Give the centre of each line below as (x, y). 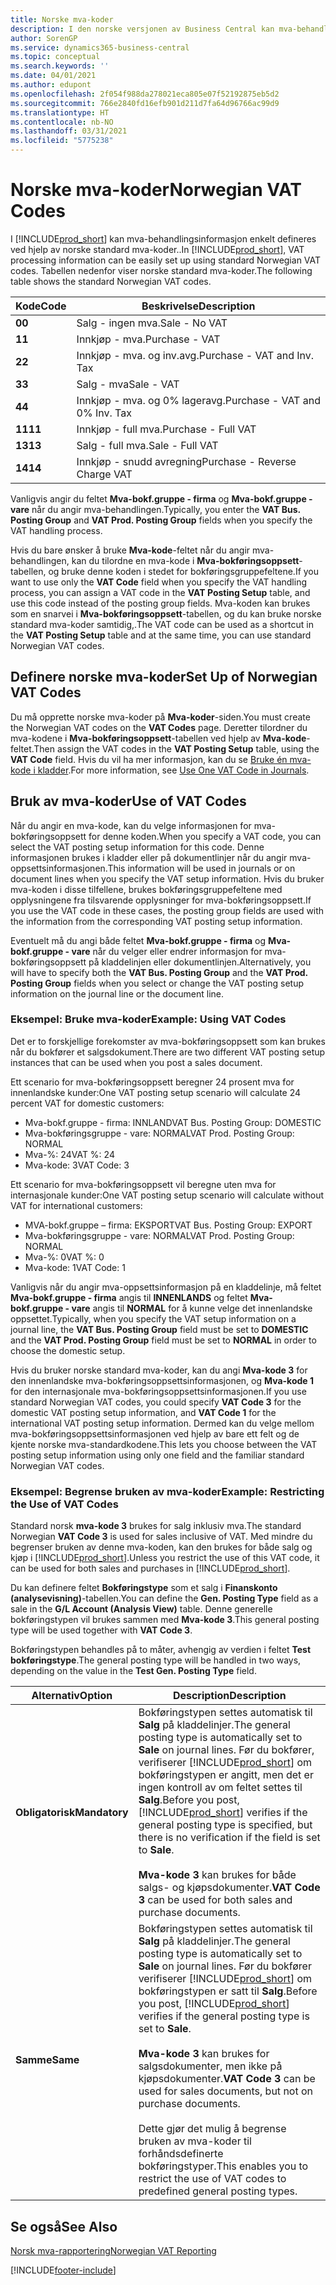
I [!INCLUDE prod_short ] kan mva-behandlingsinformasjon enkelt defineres (163, 238)
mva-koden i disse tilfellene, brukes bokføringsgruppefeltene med (146, 889)
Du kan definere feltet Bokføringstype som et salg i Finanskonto (144, 1588)
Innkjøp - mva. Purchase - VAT (148, 339)
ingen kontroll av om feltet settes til (220, 1788)
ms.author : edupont (51, 85)
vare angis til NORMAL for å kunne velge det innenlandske (192, 1308)
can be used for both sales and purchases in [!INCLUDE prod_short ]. (150, 1568)
